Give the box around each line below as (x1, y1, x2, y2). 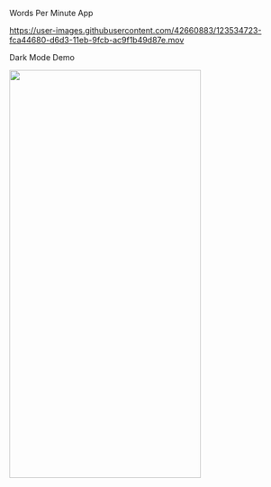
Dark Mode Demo (9, 52, 75, 62)
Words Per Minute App (9, 8, 94, 18)
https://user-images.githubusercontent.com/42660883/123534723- (9, 25, 262, 35)
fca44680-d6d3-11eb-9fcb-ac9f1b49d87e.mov (9, 35, 185, 45)
